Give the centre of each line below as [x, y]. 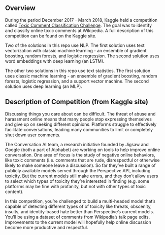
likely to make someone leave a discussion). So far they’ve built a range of [81, 165]
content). [14, 192]
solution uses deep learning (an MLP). [44, 86]
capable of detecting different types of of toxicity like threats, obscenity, [78, 206]
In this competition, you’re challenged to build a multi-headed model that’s [81, 201]
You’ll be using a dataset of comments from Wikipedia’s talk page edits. [78, 217]
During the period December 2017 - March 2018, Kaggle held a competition [81, 20]
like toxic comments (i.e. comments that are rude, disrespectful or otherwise [82, 160]
